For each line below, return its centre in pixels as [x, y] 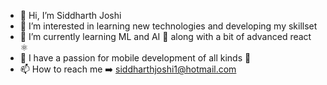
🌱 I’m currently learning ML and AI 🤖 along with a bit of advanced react [165, 36]
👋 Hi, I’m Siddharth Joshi [70, 15]
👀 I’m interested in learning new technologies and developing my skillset [168, 26]
